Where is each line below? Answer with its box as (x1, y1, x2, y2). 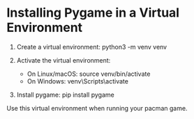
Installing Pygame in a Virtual (6, 5, 179, 21)
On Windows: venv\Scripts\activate (27, 77, 128, 85)
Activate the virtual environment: (16, 56, 111, 64)
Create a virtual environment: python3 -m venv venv (16, 42, 167, 51)
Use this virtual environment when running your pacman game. (6, 104, 188, 112)
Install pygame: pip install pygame (16, 90, 114, 99)
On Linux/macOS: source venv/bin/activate (27, 70, 151, 78)
